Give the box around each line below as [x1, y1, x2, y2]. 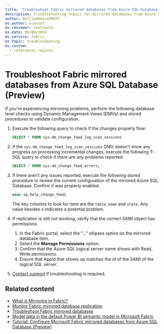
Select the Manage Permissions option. [19, 241, 100, 247]
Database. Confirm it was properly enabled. [12, 183, 100, 189]
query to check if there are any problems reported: [21, 154, 124, 160]
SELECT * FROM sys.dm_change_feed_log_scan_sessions [12, 135, 122, 140]
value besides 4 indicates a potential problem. [12, 206, 104, 212]
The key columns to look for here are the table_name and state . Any [12, 201, 148, 207]
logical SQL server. [19, 261, 58, 267]
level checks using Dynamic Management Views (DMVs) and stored [5, 111, 142, 117]
